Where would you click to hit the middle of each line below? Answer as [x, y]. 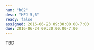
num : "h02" [17, 10]
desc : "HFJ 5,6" [22, 15]
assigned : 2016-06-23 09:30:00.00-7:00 [47, 24]
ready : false [19, 19]
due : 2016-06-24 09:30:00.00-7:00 [42, 29]
